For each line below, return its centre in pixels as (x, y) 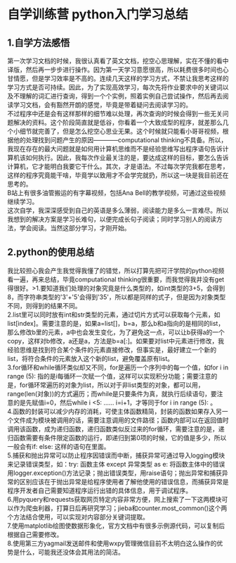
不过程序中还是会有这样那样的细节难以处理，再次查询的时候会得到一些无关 (115, 114)
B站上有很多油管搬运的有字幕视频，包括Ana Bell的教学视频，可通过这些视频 (117, 193)
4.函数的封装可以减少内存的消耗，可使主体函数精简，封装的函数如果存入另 (115, 411)
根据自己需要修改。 (35, 534)
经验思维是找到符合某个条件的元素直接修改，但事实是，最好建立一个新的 (112, 350)
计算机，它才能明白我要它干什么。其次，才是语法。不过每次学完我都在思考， (118, 166)
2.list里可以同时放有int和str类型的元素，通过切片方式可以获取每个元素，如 (114, 315)
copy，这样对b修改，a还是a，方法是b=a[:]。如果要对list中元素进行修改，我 (116, 341)
